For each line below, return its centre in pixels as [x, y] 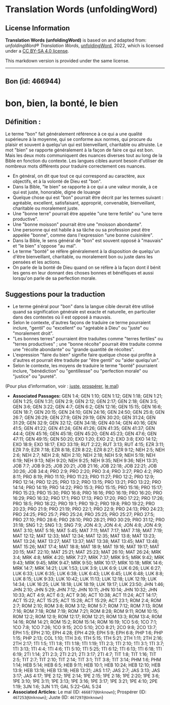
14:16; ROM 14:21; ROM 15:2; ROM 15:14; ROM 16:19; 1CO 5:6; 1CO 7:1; [85, 622]
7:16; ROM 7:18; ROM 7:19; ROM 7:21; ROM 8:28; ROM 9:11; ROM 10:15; [86, 611]
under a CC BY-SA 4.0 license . [37, 51]
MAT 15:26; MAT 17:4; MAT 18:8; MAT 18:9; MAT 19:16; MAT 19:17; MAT [86, 547]
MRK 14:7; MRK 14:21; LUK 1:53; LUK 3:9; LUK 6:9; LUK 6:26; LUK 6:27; [87, 568]
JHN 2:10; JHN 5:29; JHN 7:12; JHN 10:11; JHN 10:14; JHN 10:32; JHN [85, 590]
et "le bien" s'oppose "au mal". [45, 246]
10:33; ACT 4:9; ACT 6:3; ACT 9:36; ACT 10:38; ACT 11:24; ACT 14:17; [85, 595]
